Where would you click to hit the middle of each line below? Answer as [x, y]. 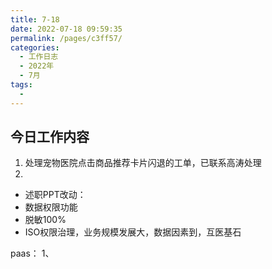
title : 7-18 [35, 19]
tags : [21, 85]
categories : [35, 47]
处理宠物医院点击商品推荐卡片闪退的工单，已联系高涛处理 [143, 163]
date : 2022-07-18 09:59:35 [66, 29]
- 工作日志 [39, 57]
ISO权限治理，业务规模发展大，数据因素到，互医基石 [133, 232]
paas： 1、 [32, 253]
